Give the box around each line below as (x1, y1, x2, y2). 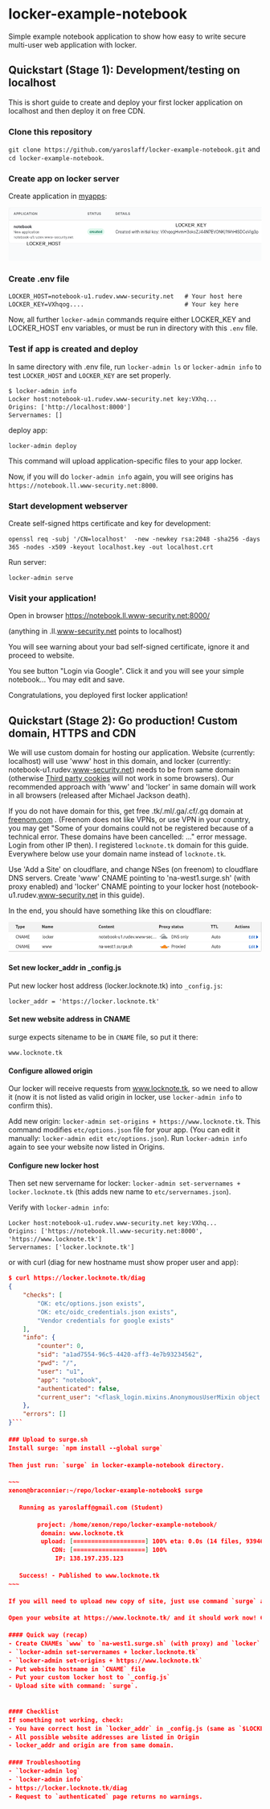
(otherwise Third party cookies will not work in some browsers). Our (8, 774, 235, 782)
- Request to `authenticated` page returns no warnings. (8, 1792, 203, 1801)
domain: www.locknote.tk (40, 1529, 125, 1537)
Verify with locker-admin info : (8, 1202, 110, 1213)
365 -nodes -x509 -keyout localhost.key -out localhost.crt (8, 543, 215, 551)
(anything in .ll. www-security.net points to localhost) (8, 626, 182, 637)
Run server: (8, 557, 47, 566)
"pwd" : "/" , (37, 1359, 78, 1367)
